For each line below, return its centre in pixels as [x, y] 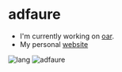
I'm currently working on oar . [67, 36]
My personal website [54, 44]
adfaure [34, 14]
